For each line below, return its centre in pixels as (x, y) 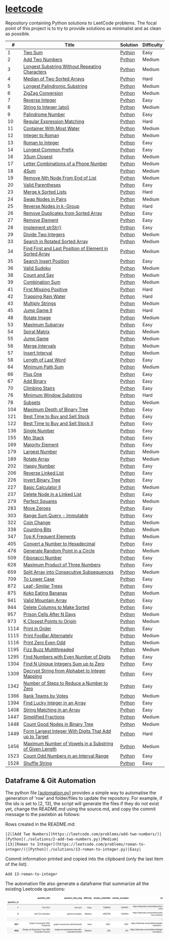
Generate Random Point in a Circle (59, 551)
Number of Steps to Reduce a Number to (66, 683)
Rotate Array (36, 459)
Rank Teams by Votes (46, 696)
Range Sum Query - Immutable (56, 515)
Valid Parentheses (42, 185)
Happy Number (39, 466)
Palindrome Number (44, 114)
